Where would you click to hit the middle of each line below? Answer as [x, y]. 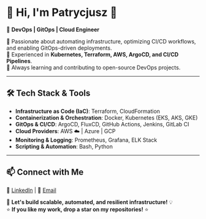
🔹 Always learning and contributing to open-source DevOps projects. [93, 67]
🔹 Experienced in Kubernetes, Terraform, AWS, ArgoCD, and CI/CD [93, 54]
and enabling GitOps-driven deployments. [59, 48]
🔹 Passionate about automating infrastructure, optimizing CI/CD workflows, [101, 41]
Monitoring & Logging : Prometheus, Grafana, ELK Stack [86, 140]
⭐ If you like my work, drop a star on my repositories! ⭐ [78, 209]
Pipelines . [19, 61]
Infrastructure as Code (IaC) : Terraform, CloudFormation [88, 111]
